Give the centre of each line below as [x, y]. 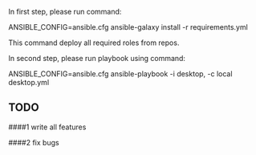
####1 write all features [47, 127]
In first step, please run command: [65, 12]
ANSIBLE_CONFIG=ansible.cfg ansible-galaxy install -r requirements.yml [128, 27]
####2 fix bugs [34, 142]
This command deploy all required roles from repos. [94, 43]
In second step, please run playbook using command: [97, 58]
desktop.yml [29, 82]
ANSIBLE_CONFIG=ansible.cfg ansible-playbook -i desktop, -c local [120, 74]
